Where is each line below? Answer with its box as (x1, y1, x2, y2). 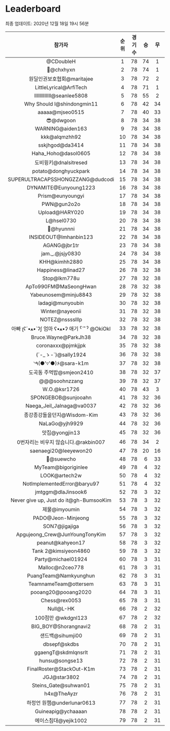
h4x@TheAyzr (44, 690, 78, 697)
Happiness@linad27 (36, 266, 86, 273)
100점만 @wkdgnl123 (34, 614, 88, 621)
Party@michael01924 (34, 555, 88, 563)
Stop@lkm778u (42, 274, 80, 282)
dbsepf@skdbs (42, 640, 79, 647)
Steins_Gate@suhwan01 (32, 682, 90, 689)
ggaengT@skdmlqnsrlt (34, 649, 88, 656)
